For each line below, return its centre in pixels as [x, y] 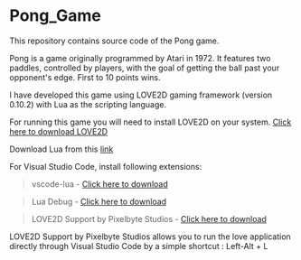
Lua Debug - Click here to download [99, 201]
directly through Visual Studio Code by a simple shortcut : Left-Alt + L [139, 246]
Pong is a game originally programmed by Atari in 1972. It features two [140, 58]
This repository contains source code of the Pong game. [114, 41]
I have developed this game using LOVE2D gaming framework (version [141, 95]
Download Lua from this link [61, 149]
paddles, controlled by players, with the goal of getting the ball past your [145, 68]
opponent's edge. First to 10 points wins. [85, 77]
